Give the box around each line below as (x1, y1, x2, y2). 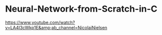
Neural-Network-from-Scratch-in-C (5, 3, 158, 15)
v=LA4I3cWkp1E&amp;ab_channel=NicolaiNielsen (5, 24, 108, 30)
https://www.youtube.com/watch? (5, 19, 75, 25)
